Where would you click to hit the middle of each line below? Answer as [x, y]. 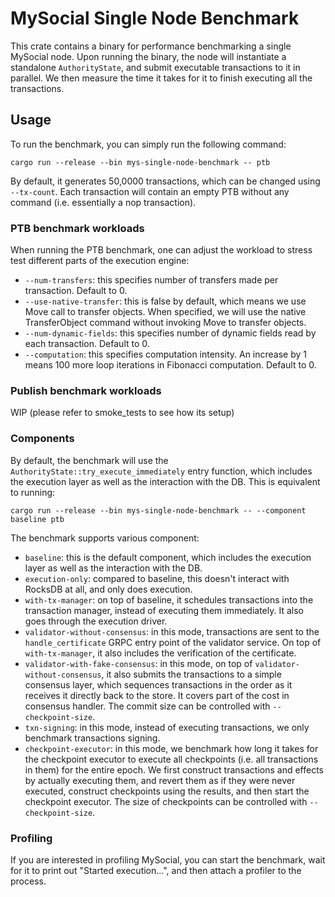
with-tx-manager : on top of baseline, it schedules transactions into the [169, 599]
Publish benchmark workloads [86, 390]
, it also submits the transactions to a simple [191, 674]
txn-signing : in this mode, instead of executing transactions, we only [167, 727]
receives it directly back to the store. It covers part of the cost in [157, 695]
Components [42, 439]
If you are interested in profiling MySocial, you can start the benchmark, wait [168, 859]
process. [28, 881]
